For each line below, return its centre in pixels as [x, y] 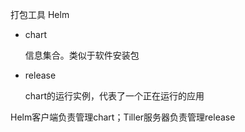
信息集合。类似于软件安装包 [82, 55]
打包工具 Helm [40, 14]
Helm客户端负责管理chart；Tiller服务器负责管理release [123, 117]
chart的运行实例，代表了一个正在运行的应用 [114, 96]
